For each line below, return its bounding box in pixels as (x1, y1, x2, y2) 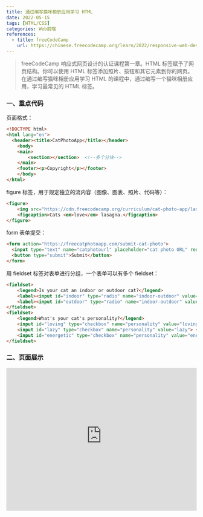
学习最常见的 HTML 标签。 (31, 82, 98, 89)
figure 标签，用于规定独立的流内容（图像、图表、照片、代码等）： (6, 188, 168, 195)
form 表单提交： (6, 229, 47, 236)
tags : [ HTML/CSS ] (6, 20, 50, 26)
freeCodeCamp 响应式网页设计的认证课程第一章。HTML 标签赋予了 (21, 60, 189, 67)
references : (6, 31, 36, 37)
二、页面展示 (6, 353, 44, 362)
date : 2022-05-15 (6, 15, 50, 21)
